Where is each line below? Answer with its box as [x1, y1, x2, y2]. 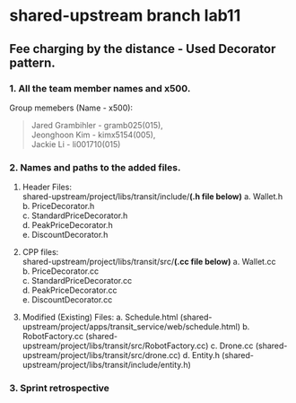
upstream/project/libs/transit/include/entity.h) [22, 360, 191, 371]
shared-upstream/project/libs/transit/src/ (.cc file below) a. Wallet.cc [22, 257, 276, 267]
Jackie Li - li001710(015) [30, 138, 121, 149]
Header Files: [22, 181, 72, 193]
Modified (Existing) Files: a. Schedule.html [22, 311, 178, 323]
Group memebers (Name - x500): [9, 102, 133, 113]
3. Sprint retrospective [9, 382, 110, 395]
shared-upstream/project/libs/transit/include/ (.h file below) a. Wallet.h [22, 191, 283, 202]
